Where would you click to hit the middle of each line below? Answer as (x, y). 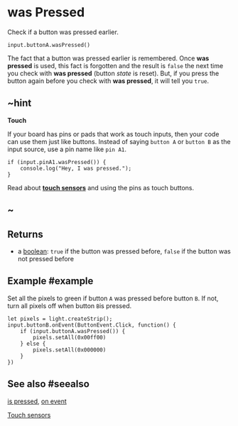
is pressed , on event (37, 401)
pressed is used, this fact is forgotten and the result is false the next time (115, 65)
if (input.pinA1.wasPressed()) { (57, 162)
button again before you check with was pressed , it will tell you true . (108, 81)
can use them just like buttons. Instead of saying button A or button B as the (119, 141)
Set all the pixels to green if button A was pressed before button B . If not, (113, 298)
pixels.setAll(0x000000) (70, 350)
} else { (33, 344)
